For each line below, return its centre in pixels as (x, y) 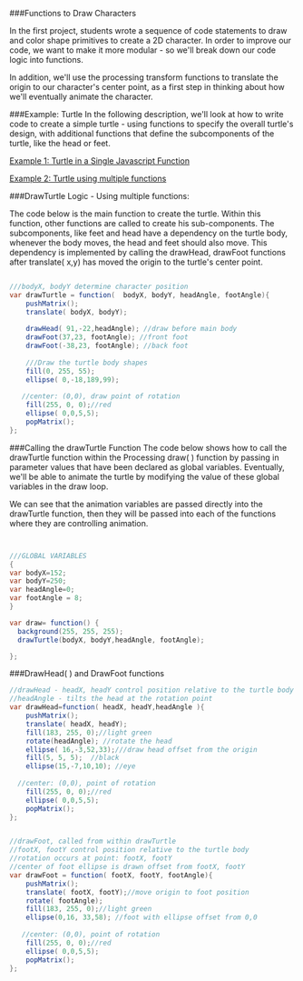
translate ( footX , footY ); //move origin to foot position (137, 892)
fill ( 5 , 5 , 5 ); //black (73, 758)
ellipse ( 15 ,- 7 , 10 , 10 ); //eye (81, 766)
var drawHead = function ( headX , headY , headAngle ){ (107, 707)
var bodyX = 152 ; (38, 573)
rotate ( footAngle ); (64, 901)
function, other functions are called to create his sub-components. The (142, 223)
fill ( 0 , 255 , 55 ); (60, 371)
